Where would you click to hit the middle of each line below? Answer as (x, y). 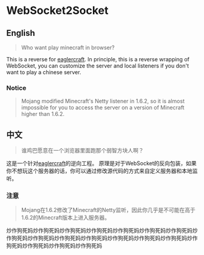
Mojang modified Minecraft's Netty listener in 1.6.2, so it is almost (103, 101)
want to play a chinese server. (44, 72)
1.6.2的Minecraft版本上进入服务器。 (66, 218)
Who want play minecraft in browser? (68, 47)
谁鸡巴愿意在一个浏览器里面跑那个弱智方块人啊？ (82, 151)
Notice (16, 87)
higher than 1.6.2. (43, 114)
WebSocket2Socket (57, 11)
